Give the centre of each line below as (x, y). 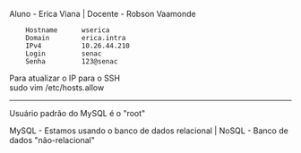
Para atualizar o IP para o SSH (65, 78)
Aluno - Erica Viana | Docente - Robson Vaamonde (103, 14)
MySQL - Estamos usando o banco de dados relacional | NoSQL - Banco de (149, 131)
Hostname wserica (68, 30)
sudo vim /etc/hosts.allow (57, 88)
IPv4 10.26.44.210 (77, 46)
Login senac (64, 54)
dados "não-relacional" (52, 140)
